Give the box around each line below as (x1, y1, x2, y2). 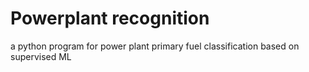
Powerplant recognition (10, 7, 210, 30)
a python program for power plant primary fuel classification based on (10, 40, 300, 52)
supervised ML (10, 50, 72, 62)
